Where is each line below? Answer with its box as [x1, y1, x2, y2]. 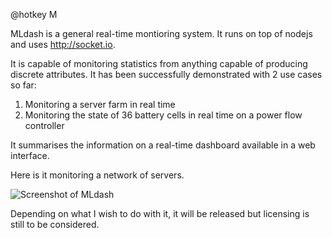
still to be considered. [10, 219, 100, 230]
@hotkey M [10, 9, 58, 20]
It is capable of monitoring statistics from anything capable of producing [10, 58, 308, 69]
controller [24, 120, 65, 131]
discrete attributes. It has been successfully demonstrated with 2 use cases [10, 69, 323, 80]
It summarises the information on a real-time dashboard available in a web [10, 139, 316, 151]
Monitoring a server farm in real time [24, 99, 176, 110]
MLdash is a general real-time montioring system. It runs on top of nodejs [10, 28, 313, 39]
